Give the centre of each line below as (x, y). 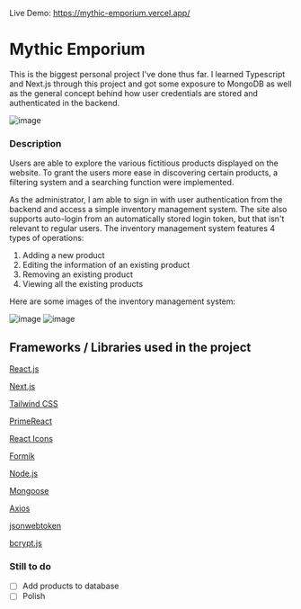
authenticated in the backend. (65, 103)
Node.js (24, 474)
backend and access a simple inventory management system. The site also (148, 210)
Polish (34, 596)
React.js (24, 369)
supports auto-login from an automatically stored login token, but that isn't (147, 219)
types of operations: (47, 238)
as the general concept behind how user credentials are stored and (134, 93)
